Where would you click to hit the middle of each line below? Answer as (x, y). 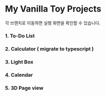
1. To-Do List (20, 36)
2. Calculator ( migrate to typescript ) (49, 48)
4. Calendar (19, 75)
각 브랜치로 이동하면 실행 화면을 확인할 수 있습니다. (53, 23)
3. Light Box (19, 62)
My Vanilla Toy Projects (53, 9)
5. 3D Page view (24, 88)
